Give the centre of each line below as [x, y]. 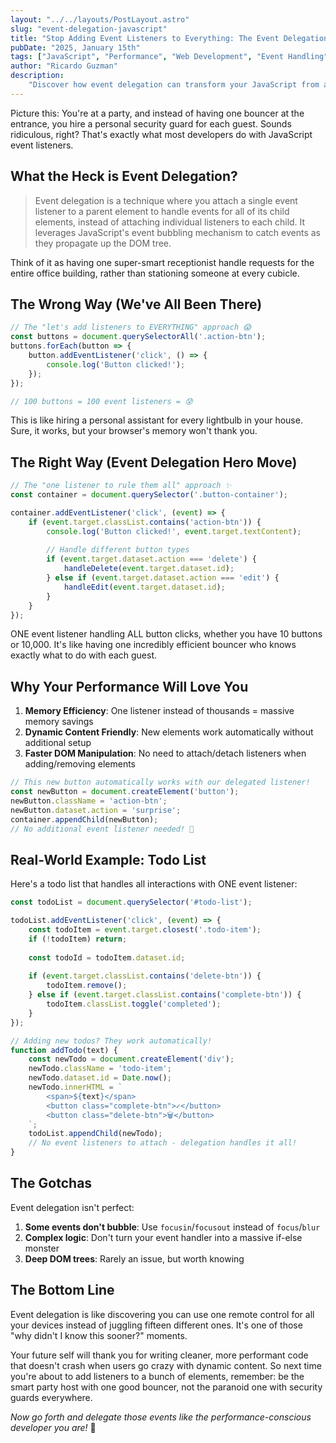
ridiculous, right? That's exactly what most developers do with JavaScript [161, 134]
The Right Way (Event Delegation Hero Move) [154, 462]
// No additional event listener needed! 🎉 [102, 829]
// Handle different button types [118, 550]
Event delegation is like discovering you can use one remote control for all [162, 1314]
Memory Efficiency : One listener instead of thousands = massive [159, 711]
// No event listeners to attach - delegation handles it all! [163, 1143]
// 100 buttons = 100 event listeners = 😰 [101, 401]
